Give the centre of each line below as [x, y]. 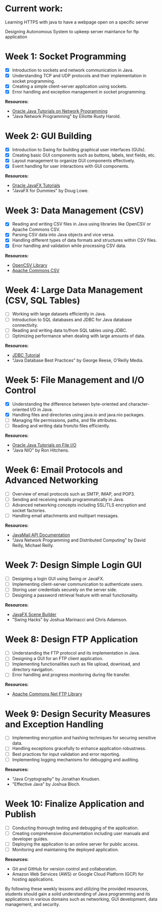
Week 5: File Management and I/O [75, 380]
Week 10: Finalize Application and [75, 804]
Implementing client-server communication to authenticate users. [78, 584]
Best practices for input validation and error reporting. [66, 754]
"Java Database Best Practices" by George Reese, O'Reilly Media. [78, 360]
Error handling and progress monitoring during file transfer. [71, 675]
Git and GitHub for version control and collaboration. [64, 868]
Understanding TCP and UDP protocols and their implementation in [79, 75]
